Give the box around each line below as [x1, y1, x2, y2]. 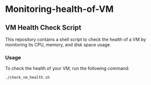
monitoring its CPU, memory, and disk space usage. [5, 42, 111, 48]
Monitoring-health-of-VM [5, 3, 114, 15]
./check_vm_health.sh [5, 75, 50, 80]
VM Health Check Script [5, 23, 81, 32]
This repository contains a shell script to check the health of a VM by [5, 36, 147, 42]
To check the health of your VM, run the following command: [5, 66, 130, 72]
